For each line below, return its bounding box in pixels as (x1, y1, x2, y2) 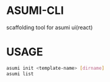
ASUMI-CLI (6, 4, 64, 18)
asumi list (6, 70, 34, 77)
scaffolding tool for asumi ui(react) (6, 24, 93, 31)
